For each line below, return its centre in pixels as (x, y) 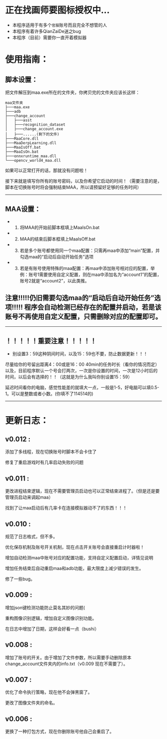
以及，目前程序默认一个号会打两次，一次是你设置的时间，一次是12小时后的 (82, 371)
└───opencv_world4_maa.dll (33, 160)
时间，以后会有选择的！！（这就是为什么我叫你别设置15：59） (69, 377)
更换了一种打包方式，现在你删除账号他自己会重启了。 (60, 732)
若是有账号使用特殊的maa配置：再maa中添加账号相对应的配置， (85, 268)
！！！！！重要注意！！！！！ (51, 341)
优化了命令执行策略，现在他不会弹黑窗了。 (49, 692)
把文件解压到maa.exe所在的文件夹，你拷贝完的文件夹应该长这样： (73, 92)
